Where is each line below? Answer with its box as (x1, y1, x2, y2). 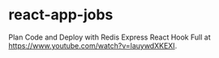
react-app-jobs (8, 6, 114, 24)
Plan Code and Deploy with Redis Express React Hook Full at (8, 32, 211, 42)
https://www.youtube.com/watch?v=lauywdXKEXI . (8, 40, 178, 50)
